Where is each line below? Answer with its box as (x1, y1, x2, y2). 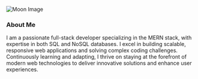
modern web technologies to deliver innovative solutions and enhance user (6, 60, 192, 67)
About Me (6, 20, 36, 29)
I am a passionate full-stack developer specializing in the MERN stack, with (6, 34, 192, 41)
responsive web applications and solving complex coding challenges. (6, 47, 178, 54)
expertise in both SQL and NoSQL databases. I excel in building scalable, (6, 41, 186, 48)
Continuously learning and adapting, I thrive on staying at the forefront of (6, 53, 187, 60)
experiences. (6, 66, 39, 73)
